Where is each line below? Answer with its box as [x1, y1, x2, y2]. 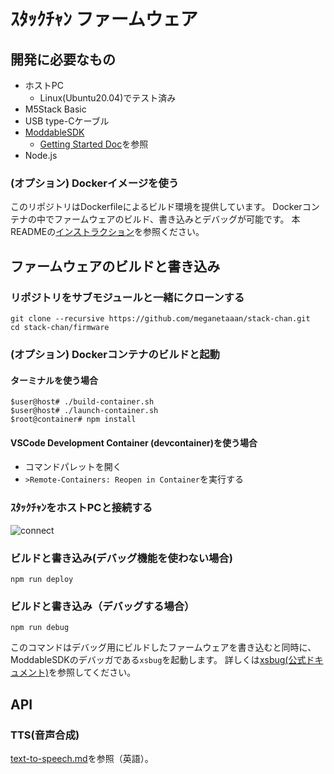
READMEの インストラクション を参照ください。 [10, 226, 205, 238]
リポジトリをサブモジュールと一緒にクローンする [10, 290, 245, 304]
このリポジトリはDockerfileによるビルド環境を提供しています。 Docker [10, 201, 303, 213]
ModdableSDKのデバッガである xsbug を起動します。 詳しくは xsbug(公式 [10, 654, 307, 666]
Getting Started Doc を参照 [39, 138, 149, 150]
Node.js [24, 150, 58, 161]
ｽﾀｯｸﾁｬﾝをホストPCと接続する [10, 501, 153, 515]
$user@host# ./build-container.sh [10, 397, 155, 407]
